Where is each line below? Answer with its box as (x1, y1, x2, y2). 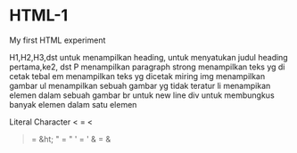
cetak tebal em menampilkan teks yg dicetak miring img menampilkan (9, 70, 266, 81)
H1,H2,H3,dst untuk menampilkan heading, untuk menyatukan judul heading (9, 52, 288, 62)
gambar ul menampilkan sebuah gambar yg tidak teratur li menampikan (9, 80, 271, 91)
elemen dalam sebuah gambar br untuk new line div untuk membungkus (9, 90, 275, 101)
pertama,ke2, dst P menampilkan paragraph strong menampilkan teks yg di (9, 61, 285, 72)
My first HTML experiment (9, 35, 106, 45)
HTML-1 (9, 5, 69, 26)
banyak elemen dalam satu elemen (9, 99, 137, 109)
